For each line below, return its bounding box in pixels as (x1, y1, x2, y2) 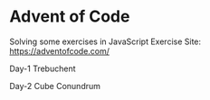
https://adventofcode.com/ (9, 45, 110, 56)
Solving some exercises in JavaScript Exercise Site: (9, 36, 202, 47)
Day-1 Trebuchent (9, 63, 76, 74)
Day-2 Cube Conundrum (9, 80, 101, 91)
